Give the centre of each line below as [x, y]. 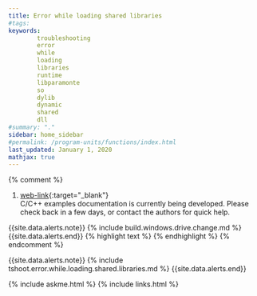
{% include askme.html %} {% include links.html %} [94, 284]
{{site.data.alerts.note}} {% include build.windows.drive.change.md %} [125, 228]
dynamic [49, 105]
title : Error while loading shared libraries [85, 16]
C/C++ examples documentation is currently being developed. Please [134, 204]
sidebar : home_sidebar [46, 134]
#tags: [19, 23]
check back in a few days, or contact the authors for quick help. [125, 212]
